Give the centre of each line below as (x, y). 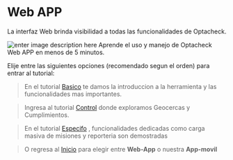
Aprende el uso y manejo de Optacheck (155, 45)
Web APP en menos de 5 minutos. (56, 52)
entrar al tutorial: (31, 73)
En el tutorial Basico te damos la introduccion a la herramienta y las (120, 86)
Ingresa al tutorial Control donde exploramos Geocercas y (107, 107)
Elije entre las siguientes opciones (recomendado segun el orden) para (109, 65)
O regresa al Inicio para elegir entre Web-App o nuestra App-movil (121, 149)
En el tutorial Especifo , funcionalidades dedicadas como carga (114, 128)
